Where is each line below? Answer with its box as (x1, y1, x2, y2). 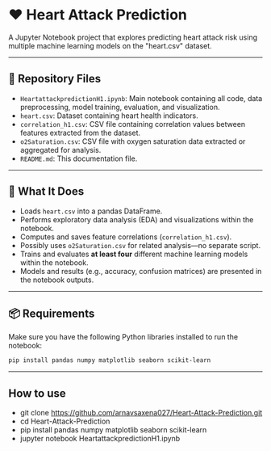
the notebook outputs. (19, 275, 94, 285)
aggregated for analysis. (19, 145, 102, 154)
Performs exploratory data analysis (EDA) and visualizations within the (19, 214, 254, 224)
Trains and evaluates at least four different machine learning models (19, 249, 248, 259)
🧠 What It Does (8, 184, 85, 199)
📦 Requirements (8, 306, 95, 320)
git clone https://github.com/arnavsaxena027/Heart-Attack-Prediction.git (19, 408, 263, 418)
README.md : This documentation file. (19, 154, 138, 163)
